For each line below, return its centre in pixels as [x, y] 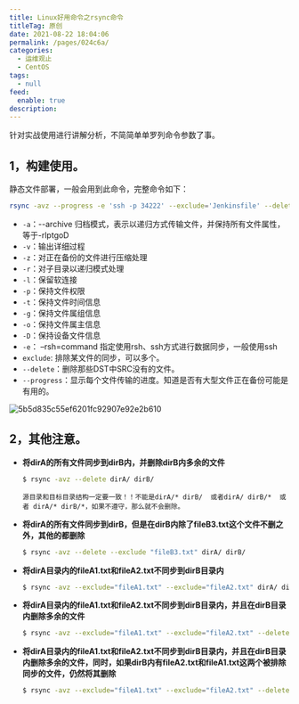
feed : [19, 92]
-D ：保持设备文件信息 [61, 335]
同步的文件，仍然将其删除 [69, 674]
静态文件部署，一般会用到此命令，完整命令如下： [99, 189]
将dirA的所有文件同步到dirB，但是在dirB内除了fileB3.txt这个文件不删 [149, 524]
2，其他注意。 [48, 439]
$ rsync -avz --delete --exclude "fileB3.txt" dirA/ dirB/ [134, 552]
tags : [19, 76]
